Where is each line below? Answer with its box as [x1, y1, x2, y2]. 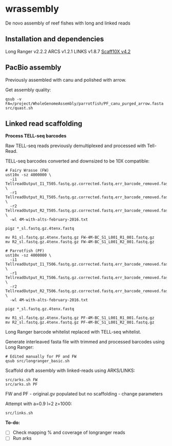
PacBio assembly [5, 63, 61, 72]
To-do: [5, 419, 20, 426]
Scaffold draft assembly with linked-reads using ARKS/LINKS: [5, 367, 136, 373]
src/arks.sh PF [5, 382, 38, 387]
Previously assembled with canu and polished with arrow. [5, 77, 126, 83]
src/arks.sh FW [5, 378, 38, 383]
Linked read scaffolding [5, 119, 82, 128]
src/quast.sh [5, 105, 33, 110]
